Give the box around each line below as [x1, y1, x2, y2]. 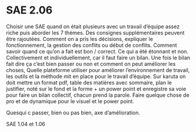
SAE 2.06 [6, 4, 53, 17]
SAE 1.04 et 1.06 [6, 120, 45, 127]
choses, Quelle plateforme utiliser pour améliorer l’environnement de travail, [6, 66, 190, 73]
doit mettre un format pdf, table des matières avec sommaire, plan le [6, 79, 172, 86]
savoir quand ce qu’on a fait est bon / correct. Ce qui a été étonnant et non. [6, 48, 188, 55]
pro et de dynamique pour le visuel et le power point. [6, 97, 134, 104]
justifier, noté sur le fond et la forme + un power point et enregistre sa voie [6, 85, 187, 92]
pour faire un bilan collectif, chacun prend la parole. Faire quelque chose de [6, 92, 190, 99]
